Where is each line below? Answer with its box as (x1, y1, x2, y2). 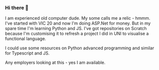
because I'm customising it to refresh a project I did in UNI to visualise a (5, 31, 149, 37)
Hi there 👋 (5, 4, 29, 11)
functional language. (5, 36, 46, 42)
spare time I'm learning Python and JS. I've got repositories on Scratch (5, 26, 147, 31)
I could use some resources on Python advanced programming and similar (5, 45, 155, 51)
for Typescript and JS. (5, 50, 50, 56)
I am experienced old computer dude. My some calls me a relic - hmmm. (5, 15, 151, 21)
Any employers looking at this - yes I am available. (5, 60, 106, 66)
